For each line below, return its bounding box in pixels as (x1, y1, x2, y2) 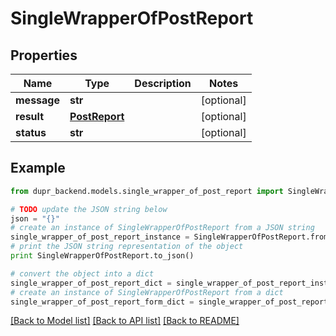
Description (134, 77, 192, 90)
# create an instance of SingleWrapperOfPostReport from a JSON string (10, 223, 315, 233)
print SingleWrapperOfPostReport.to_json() (10, 251, 195, 261)
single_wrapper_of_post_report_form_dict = (10, 297, 195, 307)
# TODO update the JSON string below (10, 204, 168, 214)
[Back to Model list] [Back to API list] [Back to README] (10, 315, 240, 327)
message (15, 93, 60, 107)
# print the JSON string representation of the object (10, 242, 244, 252)
